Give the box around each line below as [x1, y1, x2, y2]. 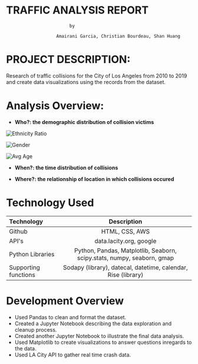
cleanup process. [14, 326, 57, 333]
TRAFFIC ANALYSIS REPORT [6, 4, 149, 17]
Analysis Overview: [6, 99, 104, 112]
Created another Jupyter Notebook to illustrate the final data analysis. [14, 332, 184, 339]
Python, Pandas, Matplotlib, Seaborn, [74, 246, 177, 255]
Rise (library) [107, 271, 144, 279]
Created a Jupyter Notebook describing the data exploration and [14, 320, 172, 327]
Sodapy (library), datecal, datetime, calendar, [62, 263, 189, 271]
